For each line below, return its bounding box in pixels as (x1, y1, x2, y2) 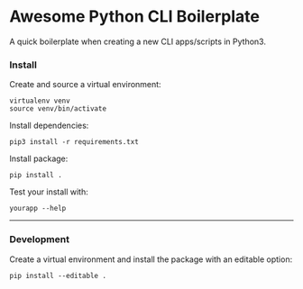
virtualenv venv (9, 96, 70, 105)
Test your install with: (9, 186, 88, 197)
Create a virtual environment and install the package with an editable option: (9, 254, 293, 265)
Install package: (9, 153, 69, 164)
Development (9, 233, 70, 246)
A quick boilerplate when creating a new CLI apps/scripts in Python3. (9, 36, 266, 47)
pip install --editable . (9, 271, 106, 280)
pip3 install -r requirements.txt (9, 138, 140, 147)
